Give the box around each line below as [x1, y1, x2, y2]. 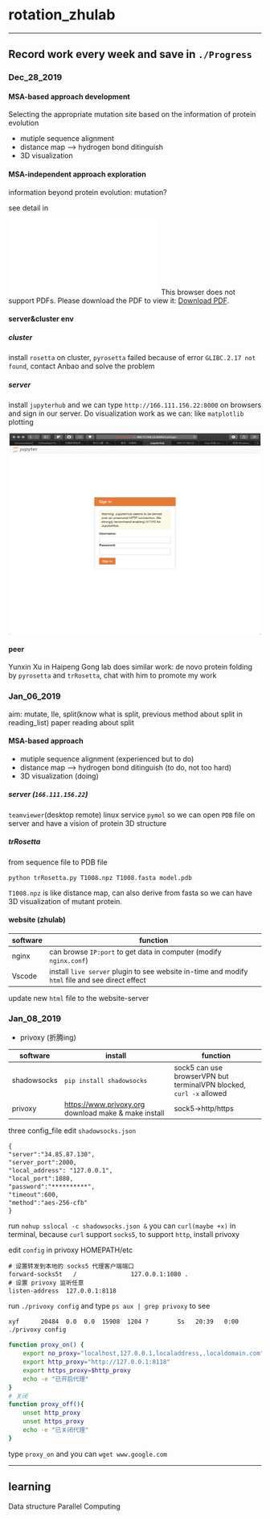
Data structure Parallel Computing [8, 1501, 121, 1511]
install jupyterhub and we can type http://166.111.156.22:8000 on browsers [8, 401, 262, 410]
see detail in [8, 203, 49, 213]
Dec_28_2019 [8, 72, 63, 83]
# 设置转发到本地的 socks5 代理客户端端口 [8, 1263, 134, 1271]
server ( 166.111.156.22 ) [8, 790, 88, 799]
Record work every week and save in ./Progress [8, 48, 253, 61]
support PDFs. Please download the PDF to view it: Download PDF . [8, 296, 230, 305]
